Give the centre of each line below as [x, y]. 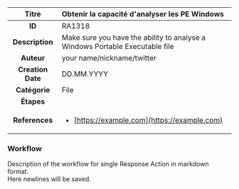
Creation [33, 69]
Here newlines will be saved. [49, 179]
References [33, 120]
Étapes [33, 101]
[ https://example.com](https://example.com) [148, 120]
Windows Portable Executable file [118, 47]
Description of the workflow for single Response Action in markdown [108, 164]
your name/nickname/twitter [109, 58]
